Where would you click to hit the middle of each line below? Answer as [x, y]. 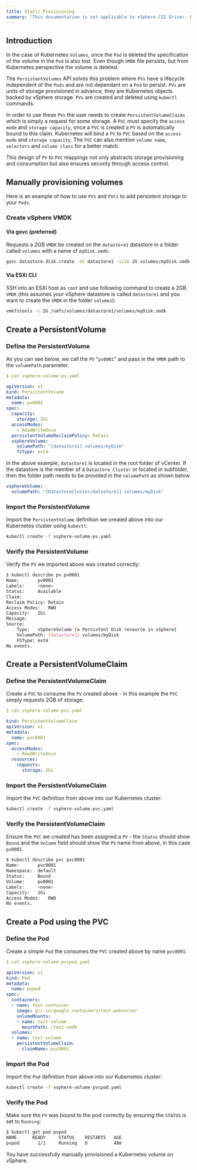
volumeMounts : [34, 1016]
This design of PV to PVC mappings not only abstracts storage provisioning [95, 157]
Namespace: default [31, 871]
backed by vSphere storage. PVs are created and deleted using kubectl [92, 97]
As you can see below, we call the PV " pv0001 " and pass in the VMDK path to [96, 359]
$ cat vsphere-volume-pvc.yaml [44, 711]
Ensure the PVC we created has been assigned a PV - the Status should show [98, 837]
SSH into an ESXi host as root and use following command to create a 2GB [96, 288]
